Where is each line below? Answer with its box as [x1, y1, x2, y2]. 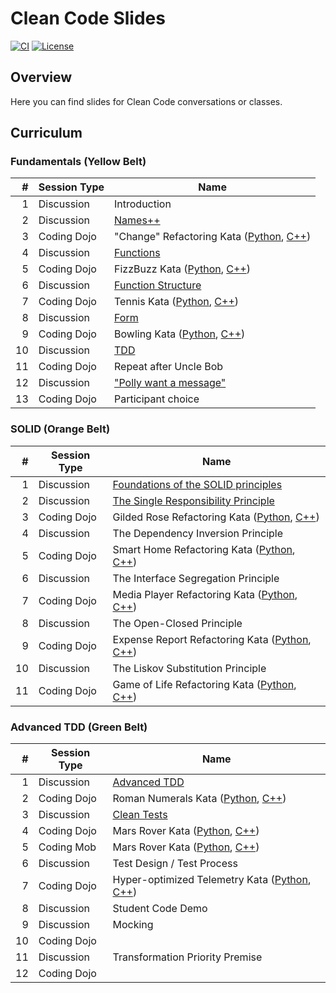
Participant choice [114, 392, 200, 406]
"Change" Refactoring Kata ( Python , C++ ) [114, 230, 312, 244]
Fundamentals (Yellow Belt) [10, 155, 147, 169]
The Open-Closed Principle [112, 616, 243, 630]
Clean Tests [112, 808, 168, 822]
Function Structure [114, 278, 202, 292]
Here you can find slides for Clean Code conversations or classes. [10, 95, 283, 107]
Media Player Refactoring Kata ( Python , [112, 587, 298, 601]
